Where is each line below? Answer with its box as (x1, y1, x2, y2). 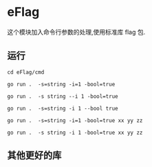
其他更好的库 (7, 150, 62, 161)
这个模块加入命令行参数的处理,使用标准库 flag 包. (7, 28, 146, 36)
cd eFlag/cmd (7, 68, 45, 76)
